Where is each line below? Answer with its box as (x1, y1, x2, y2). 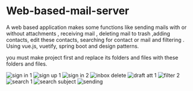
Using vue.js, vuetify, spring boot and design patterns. (6, 43, 140, 50)
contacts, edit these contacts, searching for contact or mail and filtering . (6, 36, 185, 43)
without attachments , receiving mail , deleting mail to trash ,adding (6, 30, 170, 37)
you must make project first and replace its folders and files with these (6, 54, 179, 61)
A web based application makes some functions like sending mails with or (6, 24, 187, 31)
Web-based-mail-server (6, 4, 129, 18)
